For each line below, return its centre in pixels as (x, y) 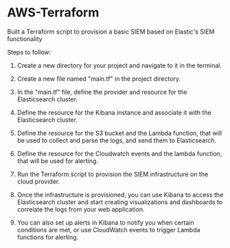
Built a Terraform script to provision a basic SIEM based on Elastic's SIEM (111, 32)
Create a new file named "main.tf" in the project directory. (99, 78)
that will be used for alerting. (57, 161)
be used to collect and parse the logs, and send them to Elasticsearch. (116, 140)
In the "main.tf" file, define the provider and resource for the (102, 92)
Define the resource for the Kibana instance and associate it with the (114, 112)
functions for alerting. (48, 237)
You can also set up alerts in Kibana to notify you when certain (105, 222)
